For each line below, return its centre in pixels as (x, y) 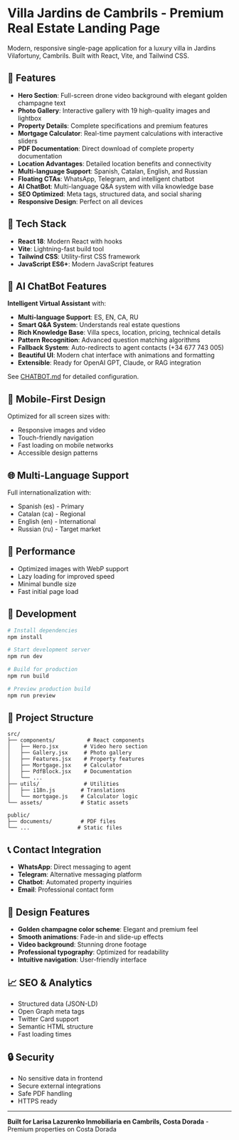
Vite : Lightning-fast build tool (61, 248)
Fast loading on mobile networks (65, 445)
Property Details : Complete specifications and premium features (113, 126)
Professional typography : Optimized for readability (93, 952)
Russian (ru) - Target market (59, 529)
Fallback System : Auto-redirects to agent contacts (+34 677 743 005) (121, 348)
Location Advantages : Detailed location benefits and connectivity (115, 163)
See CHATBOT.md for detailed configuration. (73, 377)
